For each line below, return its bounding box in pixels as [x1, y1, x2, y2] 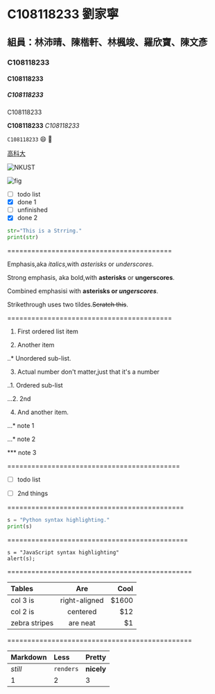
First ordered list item [17, 327, 78, 336]
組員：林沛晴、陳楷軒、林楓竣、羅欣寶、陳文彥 [7, 36, 208, 48]
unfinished [17, 206, 48, 214]
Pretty [85, 652, 106, 662]
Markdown [10, 652, 47, 662]
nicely [85, 664, 106, 674]
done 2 [17, 213, 38, 222]
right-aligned [60, 595, 104, 605]
